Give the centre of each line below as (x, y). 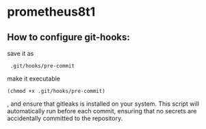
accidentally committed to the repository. (65, 118)
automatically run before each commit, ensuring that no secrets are (102, 111)
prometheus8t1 (51, 12)
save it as (21, 53)
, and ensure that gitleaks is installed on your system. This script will (103, 104)
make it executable (34, 78)
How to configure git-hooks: (68, 37)
